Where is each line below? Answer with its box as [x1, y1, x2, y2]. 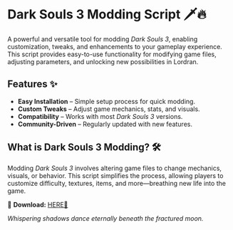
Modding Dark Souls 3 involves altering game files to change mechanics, [7, 164, 222, 172]
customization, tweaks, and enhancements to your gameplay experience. [7, 42, 222, 51]
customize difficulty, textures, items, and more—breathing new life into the [7, 179, 227, 187]
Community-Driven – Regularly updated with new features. [17, 120, 192, 128]
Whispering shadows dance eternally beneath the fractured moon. [7, 214, 204, 222]
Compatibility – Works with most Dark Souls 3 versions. [17, 112, 183, 120]
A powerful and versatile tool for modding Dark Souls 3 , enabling [7, 34, 198, 43]
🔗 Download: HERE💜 [7, 200, 68, 209]
